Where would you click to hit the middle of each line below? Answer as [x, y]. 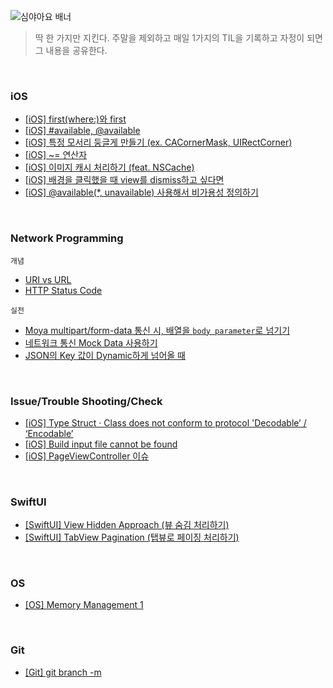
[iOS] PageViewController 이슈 [87, 456]
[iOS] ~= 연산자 [56, 155]
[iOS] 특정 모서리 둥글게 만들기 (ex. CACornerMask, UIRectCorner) [158, 142]
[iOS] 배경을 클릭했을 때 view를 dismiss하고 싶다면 [124, 180]
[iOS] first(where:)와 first [75, 119]
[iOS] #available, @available [82, 131]
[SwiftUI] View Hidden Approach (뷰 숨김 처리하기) [127, 525]
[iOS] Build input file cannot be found [101, 444]
